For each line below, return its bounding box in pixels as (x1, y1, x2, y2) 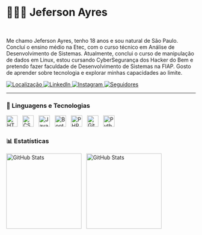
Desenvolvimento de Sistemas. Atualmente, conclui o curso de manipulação (6, 49, 194, 57)
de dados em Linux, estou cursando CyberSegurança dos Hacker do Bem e (6, 56, 194, 63)
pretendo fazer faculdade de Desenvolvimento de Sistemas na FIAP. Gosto (6, 63, 191, 70)
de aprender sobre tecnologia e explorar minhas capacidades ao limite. (6, 69, 183, 76)
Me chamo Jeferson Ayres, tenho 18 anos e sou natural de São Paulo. (6, 37, 179, 44)
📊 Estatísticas (6, 137, 49, 145)
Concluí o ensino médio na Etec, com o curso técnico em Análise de (6, 43, 175, 51)
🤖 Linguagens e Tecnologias (6, 101, 90, 110)
